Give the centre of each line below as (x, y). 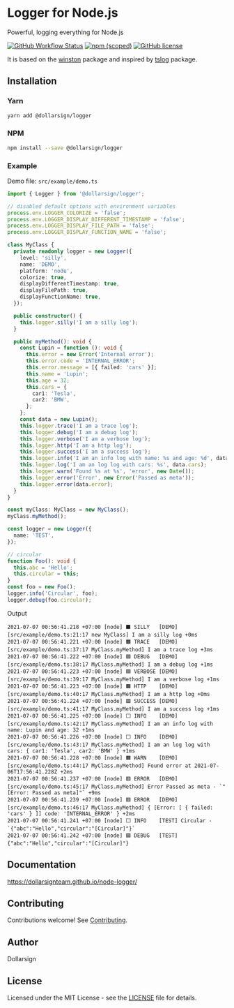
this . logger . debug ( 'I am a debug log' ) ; (79, 432)
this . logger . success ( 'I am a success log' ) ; (85, 452)
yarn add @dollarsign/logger (49, 116)
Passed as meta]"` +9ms (67, 793)
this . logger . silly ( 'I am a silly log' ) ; (79, 323)
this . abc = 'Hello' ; (43, 568)
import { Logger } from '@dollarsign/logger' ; (76, 193)
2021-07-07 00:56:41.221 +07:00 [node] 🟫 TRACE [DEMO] (93, 642)
